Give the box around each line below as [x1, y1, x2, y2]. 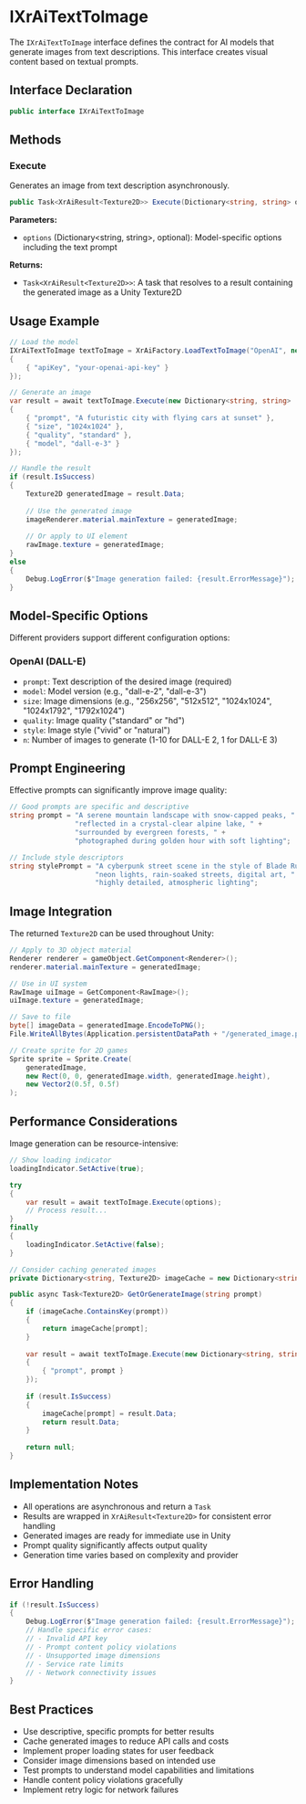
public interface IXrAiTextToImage [9, 107, 145, 116]
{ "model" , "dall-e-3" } [25, 438, 120, 448]
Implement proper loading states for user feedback [22, 1746, 214, 1757]
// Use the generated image [25, 506, 132, 515]
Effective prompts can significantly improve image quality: [9, 785, 228, 796]
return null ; [25, 1443, 76, 1452]
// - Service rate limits [25, 1660, 125, 1669]
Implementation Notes [9, 1477, 139, 1493]
